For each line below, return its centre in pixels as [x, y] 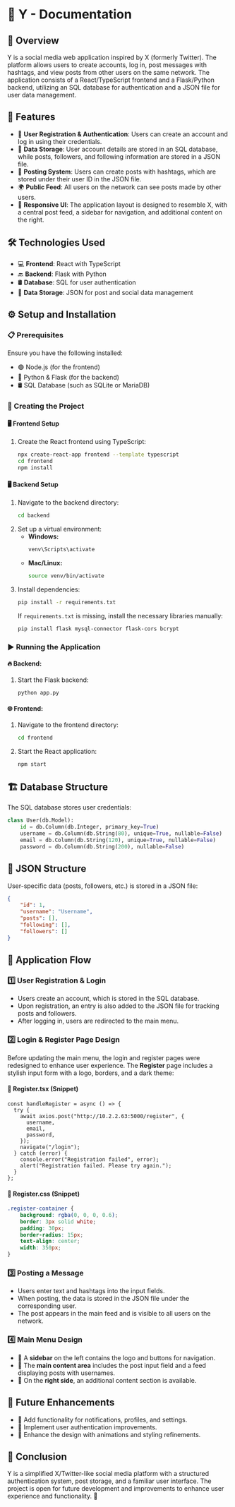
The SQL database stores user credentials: [70, 807]
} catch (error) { [41, 1153]
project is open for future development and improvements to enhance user [116, 1489]
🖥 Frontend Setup [34, 424]
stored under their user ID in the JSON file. [79, 179]
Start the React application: [57, 751]
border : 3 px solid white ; [58, 1221]
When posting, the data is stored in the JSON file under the [103, 1299]
